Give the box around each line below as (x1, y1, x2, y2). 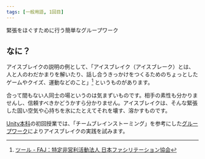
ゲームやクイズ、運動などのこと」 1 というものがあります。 (6, 77, 154, 86)
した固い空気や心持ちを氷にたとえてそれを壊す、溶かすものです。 (6, 107, 171, 115)
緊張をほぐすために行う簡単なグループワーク (6, 26, 119, 34)
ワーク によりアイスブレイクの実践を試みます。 (11, 127, 128, 135)
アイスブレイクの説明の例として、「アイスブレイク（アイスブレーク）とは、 (6, 63, 194, 71)
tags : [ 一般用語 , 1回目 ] (6, 9, 64, 15)
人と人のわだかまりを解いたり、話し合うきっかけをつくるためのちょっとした (6, 71, 198, 78)
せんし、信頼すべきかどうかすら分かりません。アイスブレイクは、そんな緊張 (6, 99, 198, 107)
